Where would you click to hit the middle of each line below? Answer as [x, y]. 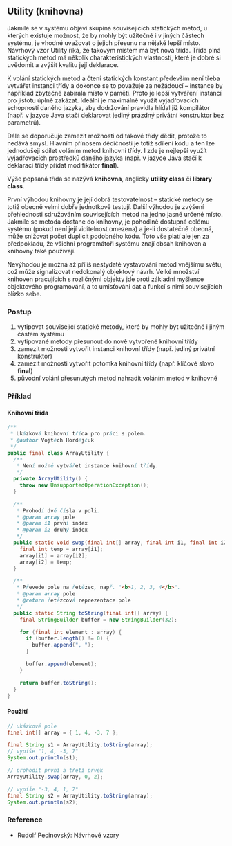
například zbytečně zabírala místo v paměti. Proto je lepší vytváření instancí [115, 93]
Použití [17, 712]
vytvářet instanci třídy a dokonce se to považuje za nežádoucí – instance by [115, 85]
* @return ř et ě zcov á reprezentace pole [74, 601]
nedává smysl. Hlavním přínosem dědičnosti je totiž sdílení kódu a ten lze [111, 143]
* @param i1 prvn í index [52, 523]
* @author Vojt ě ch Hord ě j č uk [52, 440]
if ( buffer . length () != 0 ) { [67, 639]
